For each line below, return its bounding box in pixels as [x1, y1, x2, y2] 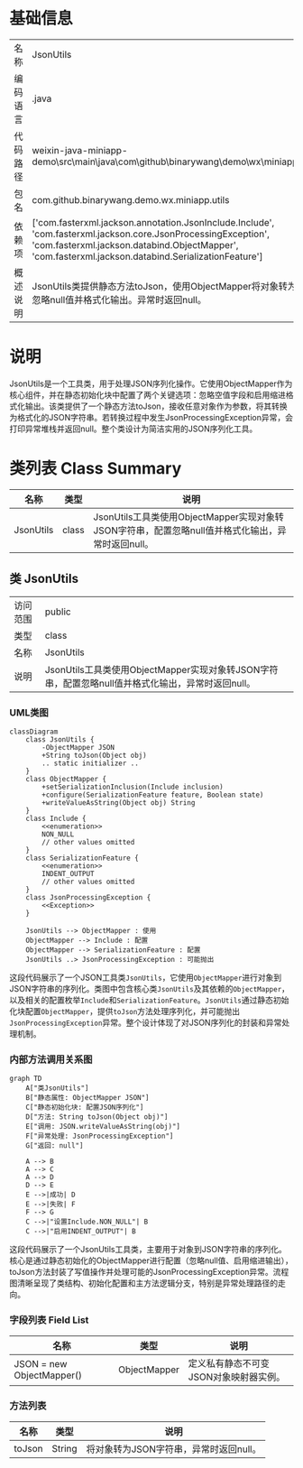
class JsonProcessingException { [25, 892, 151, 902]
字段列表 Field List [9, 1314, 89, 1326]
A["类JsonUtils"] [25, 1084, 89, 1093]
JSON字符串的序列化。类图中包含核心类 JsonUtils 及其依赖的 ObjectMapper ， [9, 983, 290, 993]
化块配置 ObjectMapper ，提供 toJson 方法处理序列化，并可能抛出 [9, 1005, 241, 1016]
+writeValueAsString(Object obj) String [41, 798, 196, 808]
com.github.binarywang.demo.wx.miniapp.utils [32, 193, 230, 206]
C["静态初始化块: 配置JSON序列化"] [25, 1103, 144, 1113]
